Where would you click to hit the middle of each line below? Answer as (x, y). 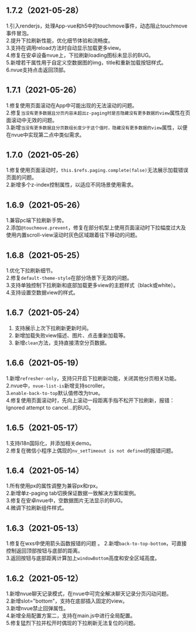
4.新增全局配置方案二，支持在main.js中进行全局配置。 (71, 616)
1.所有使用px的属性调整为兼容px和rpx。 (54, 486)
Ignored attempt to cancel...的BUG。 (50, 407)
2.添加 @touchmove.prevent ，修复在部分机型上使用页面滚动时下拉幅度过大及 (96, 228)
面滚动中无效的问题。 (32, 120)
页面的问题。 (21, 177)
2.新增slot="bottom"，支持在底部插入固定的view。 (67, 601)
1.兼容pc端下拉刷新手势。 (37, 220)
